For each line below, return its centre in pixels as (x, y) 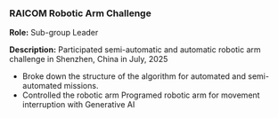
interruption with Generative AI (78, 105)
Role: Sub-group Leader (54, 33)
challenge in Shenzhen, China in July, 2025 (89, 59)
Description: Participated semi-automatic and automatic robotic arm (135, 50)
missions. (81, 86)
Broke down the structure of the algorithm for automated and (134, 76)
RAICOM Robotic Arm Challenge (80, 13)
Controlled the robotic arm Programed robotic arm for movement (141, 95)
